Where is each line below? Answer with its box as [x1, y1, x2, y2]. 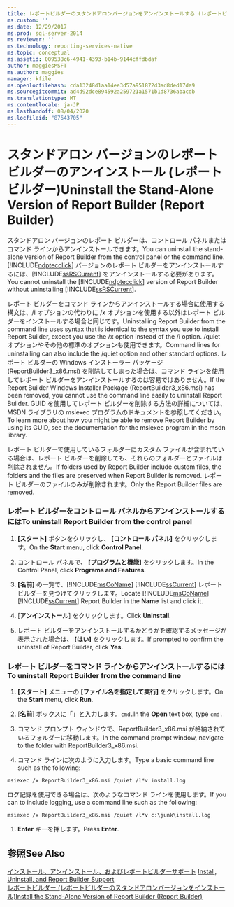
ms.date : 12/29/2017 [7, 23, 68, 30]
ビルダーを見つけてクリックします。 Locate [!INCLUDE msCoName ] [17, 589, 210, 597]
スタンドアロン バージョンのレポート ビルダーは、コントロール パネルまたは [7, 236, 227, 244]
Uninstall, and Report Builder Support [7, 875, 115, 883]
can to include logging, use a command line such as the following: [7, 799, 198, 807]
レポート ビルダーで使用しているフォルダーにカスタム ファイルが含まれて [7, 445, 219, 454]
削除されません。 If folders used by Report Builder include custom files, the [7, 463, 222, 471]
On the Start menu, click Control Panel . [29, 543, 143, 551]
